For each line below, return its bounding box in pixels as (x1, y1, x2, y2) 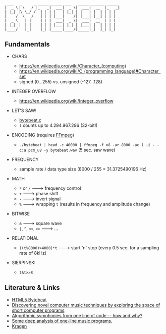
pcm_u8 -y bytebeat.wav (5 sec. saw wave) (28, 147, 116, 153)
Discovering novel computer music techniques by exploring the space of (11, 302, 161, 308)
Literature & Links (4, 283, 60, 292)
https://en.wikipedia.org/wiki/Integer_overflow (19, 98, 113, 104)
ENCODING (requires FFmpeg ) (11, 132, 75, 138)
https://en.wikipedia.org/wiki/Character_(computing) (19, 63, 127, 69)
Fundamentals (4, 40, 50, 49)
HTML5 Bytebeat (11, 296, 47, 303)
